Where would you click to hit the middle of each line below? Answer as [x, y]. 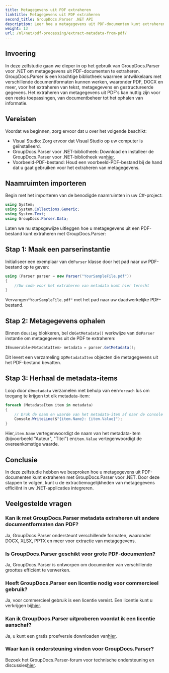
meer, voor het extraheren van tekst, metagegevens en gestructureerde [79, 87]
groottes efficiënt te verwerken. [38, 570]
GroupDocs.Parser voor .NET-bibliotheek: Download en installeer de [83, 151]
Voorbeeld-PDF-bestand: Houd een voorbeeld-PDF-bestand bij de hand [87, 162]
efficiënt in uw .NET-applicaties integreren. [50, 488]
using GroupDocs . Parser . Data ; [37, 219]
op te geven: [36, 267]
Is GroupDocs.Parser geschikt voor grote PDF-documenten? [80, 554]
